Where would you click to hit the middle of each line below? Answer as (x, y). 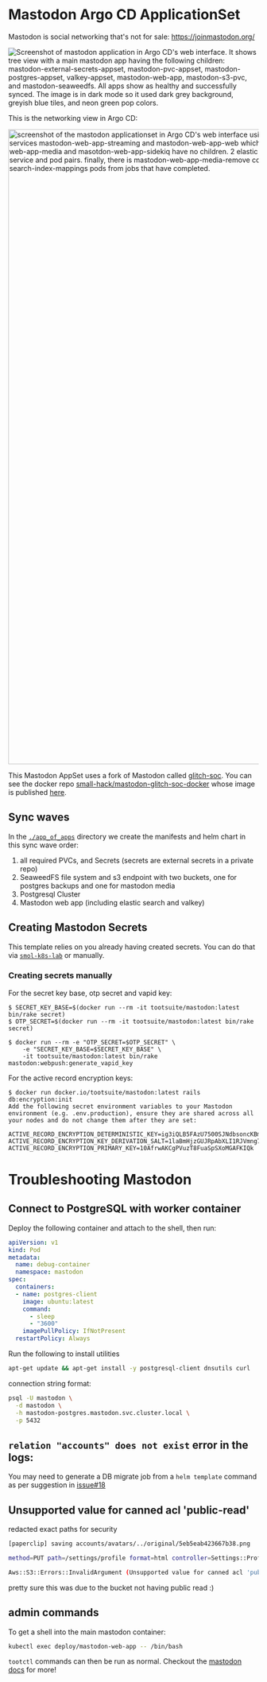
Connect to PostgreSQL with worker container (125, 1209)
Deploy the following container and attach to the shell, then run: (112, 1228)
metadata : (25, 1258)
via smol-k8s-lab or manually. (56, 955)
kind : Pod (25, 1250)
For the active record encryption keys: (71, 1078)
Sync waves (39, 818)
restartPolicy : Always (53, 1339)
